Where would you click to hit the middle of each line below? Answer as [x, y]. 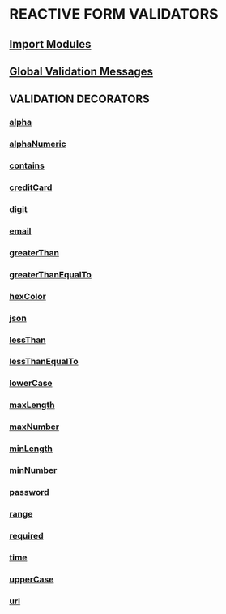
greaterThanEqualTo [51, 274]
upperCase [32, 579]
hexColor [28, 296]
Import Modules [50, 44]
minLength [31, 449]
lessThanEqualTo [44, 362]
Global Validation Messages [81, 71]
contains [27, 165]
